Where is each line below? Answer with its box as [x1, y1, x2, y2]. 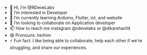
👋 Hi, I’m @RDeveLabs [9, 5, 55, 10]
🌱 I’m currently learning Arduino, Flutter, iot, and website [9, 15, 123, 20]
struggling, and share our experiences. [9, 45, 87, 50]
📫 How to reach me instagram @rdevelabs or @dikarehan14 [9, 26, 131, 31]
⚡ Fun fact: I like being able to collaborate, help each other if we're [9, 38, 143, 43]
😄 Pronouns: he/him [9, 32, 51, 38]
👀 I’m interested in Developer [9, 10, 68, 15]
